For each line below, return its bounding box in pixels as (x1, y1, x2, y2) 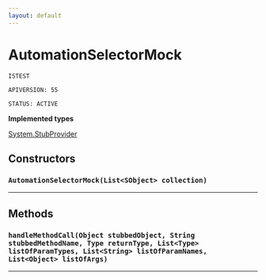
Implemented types (8, 113, 74, 123)
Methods (8, 207, 54, 221)
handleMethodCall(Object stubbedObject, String (8, 231, 196, 240)
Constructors (8, 152, 76, 165)
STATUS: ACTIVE (8, 100, 59, 108)
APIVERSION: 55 (8, 86, 59, 94)
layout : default (8, 11, 62, 20)
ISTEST (8, 72, 30, 80)
